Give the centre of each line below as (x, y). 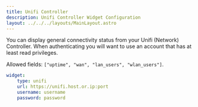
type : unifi (32, 81)
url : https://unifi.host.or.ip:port (63, 87)
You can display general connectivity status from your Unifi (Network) (93, 40)
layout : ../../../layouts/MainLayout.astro (61, 23)
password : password (41, 98)
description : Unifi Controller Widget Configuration (73, 17)
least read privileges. (32, 53)
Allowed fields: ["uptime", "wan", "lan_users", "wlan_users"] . (85, 64)
